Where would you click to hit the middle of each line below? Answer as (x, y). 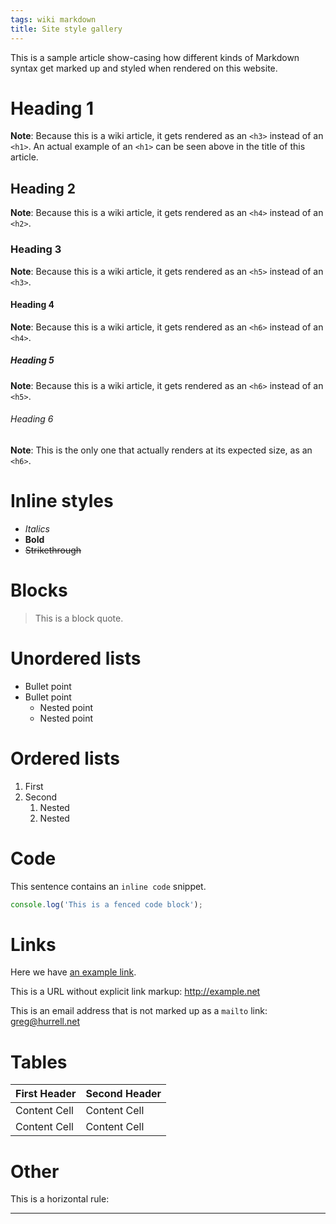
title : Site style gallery (66, 29)
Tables (39, 1062)
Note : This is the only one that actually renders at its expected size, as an (161, 450)
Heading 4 (32, 305)
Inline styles (62, 501)
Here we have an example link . (73, 972)
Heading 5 (32, 360)
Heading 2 (43, 188)
